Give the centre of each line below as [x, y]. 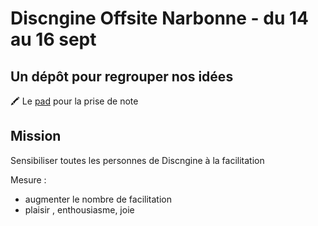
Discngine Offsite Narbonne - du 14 [160, 18]
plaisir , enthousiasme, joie [79, 209]
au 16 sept [53, 39]
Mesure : [28, 179]
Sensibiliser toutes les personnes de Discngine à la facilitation [137, 160]
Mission [36, 136]
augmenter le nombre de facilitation [98, 199]
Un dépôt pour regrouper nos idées [122, 76]
